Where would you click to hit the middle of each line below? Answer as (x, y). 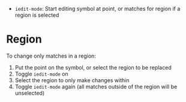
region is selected (37, 15)
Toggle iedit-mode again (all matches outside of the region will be (96, 86)
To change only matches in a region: (51, 56)
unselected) (30, 93)
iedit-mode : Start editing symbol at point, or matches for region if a (97, 9)
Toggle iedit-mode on (41, 74)
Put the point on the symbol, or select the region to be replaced (93, 67)
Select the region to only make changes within (72, 80)
